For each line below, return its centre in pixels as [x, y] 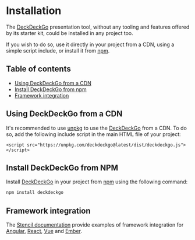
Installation [34, 11]
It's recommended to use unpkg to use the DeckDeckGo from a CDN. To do [97, 128]
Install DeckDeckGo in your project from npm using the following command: [97, 182]
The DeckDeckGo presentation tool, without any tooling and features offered [98, 27]
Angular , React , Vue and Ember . [44, 231]
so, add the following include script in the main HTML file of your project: [94, 134]
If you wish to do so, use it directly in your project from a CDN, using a [90, 44]
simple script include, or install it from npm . [58, 50]
